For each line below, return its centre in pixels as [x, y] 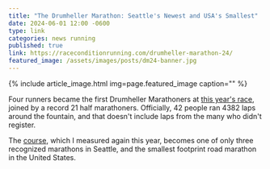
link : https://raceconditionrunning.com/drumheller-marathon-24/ [120, 53]
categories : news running [52, 38]
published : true [36, 46]
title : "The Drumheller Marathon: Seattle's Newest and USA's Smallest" [133, 16]
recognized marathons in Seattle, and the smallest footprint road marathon [133, 149]
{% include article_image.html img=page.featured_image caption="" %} [128, 83]
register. [22, 125]
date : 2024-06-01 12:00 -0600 [59, 23]
